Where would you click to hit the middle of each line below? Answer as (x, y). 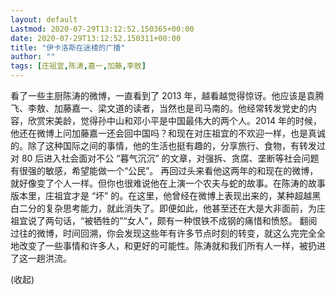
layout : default (44, 19)
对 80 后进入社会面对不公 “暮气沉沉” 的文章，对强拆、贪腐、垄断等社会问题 (165, 158)
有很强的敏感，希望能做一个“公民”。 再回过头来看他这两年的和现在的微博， (164, 170)
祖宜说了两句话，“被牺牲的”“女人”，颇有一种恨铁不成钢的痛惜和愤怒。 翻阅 (164, 220)
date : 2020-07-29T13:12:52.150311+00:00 (96, 38)
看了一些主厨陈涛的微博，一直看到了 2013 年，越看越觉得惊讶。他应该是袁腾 (167, 95)
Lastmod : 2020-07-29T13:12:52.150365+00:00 (102, 29)
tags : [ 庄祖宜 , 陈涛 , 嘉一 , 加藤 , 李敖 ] (78, 66)
